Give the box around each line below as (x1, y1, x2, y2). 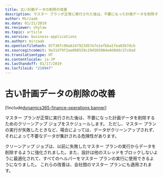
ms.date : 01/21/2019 (5, 20, 47, 26)
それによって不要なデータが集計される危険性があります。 (5, 133, 119, 139)
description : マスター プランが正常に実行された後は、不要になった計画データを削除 (5, 12, 155, 17)
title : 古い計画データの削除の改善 (5, 7, 67, 12)
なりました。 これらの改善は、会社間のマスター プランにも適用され (13, 161, 148, 167)
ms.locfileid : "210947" (5, 66, 53, 71)
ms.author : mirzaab (5, 39, 45, 44)
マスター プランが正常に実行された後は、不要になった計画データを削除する (5, 115, 155, 121)
